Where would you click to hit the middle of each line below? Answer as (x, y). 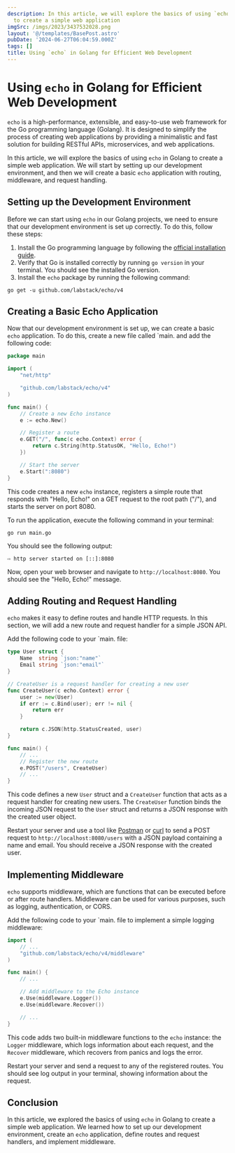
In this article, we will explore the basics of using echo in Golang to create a (115, 158)
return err (48, 710)
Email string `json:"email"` (62, 665)
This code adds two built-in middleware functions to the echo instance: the (114, 1037)
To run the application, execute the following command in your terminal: (111, 520)
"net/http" (36, 376)
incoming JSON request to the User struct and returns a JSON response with (117, 810)
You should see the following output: (60, 546)
